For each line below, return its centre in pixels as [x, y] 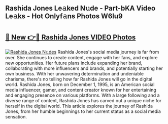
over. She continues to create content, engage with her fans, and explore [81, 57]
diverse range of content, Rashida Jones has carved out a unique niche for [83, 100]
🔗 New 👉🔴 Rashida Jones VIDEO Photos [71, 37]
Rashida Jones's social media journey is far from [108, 52]
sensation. [16, 117]
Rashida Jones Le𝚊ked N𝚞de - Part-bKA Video [80, 8]
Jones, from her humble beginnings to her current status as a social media [83, 111]
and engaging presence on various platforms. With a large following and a [82, 95]
